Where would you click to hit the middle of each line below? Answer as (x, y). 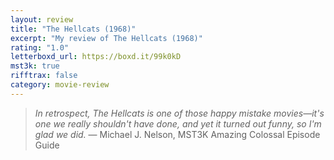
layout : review (42, 19)
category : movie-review (60, 85)
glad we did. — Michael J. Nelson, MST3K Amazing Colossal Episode (177, 134)
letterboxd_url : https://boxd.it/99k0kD (96, 57)
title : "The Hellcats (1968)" (73, 29)
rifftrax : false (44, 76)
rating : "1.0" (40, 47)
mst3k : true (35, 66)
